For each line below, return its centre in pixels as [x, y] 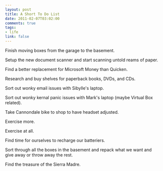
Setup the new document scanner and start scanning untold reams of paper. [81, 60]
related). [13, 103]
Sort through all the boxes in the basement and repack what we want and [78, 150]
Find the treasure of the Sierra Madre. [43, 164]
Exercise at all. [19, 131]
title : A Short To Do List [32, 14]
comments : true [20, 23]
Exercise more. [20, 121]
